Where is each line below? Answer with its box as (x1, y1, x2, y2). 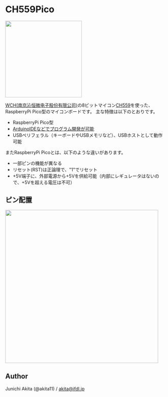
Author (5, 372, 28, 381)
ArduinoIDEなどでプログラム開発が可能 (12, 126, 94, 132)
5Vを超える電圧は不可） (24, 179, 75, 185)
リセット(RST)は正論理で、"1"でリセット (12, 166, 98, 172)
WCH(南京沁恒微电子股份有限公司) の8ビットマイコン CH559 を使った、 (5, 102, 153, 108)
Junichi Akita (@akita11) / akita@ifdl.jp (5, 385, 85, 391)
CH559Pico (5, 4, 55, 15)
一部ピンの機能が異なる (12, 160, 62, 166)
